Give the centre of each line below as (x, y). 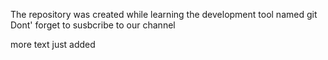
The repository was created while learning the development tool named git (164, 14)
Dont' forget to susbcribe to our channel (93, 25)
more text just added (53, 44)
